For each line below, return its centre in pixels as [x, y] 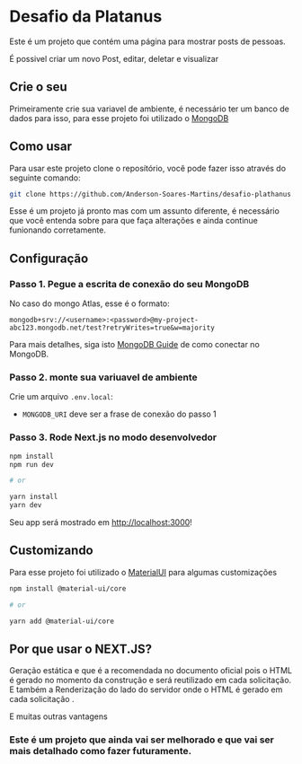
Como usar [41, 147]
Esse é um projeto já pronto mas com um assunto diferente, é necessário [145, 211]
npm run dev [31, 464]
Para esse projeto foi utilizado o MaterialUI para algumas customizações [143, 572]
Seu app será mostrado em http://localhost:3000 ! [101, 523]
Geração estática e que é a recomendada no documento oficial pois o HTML [151, 671]
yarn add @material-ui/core [62, 621]
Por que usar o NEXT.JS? [81, 649]
